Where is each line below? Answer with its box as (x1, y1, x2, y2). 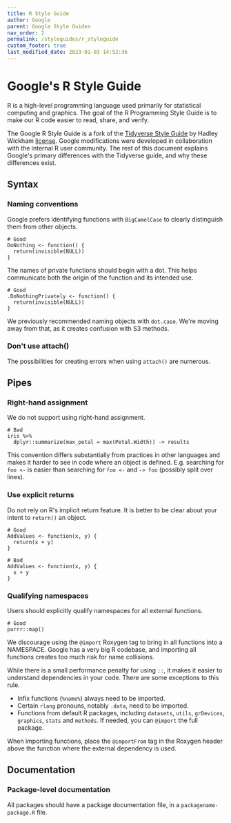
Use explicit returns (7, 490, 74, 500)
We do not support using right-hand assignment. (7, 414, 145, 422)
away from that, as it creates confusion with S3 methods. (7, 324, 170, 332)
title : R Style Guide (7, 10, 70, 17)
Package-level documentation (7, 785, 110, 795)
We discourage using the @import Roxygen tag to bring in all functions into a (7, 638, 223, 646)
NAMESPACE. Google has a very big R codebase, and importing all (7, 646, 197, 654)
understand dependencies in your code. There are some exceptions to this (7, 674, 219, 682)
